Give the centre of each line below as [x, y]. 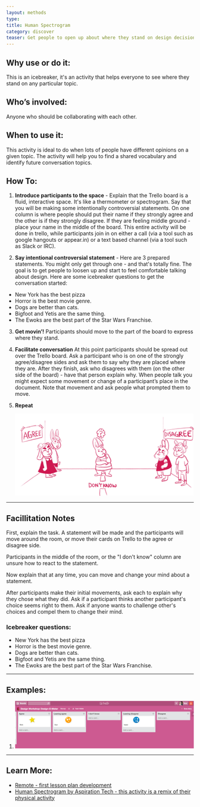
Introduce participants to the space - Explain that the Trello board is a [101, 195]
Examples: [26, 690]
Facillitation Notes [41, 518]
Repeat [24, 405]
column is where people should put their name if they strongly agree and [104, 214]
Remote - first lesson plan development [63, 785]
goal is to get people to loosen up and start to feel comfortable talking [100, 270]
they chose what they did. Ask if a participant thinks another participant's [96, 599]
